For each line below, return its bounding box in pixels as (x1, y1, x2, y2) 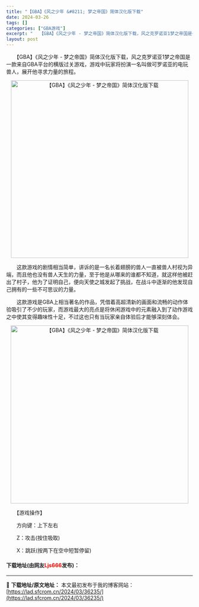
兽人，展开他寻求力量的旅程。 (6, 68, 79, 75)
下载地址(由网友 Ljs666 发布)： (6, 561, 80, 568)
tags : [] (6, 20, 28, 26)
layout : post (6, 36, 38, 42)
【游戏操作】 (16, 509, 46, 516)
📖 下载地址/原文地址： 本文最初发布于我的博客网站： (6, 581, 134, 589)
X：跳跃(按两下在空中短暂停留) (16, 547, 92, 554)
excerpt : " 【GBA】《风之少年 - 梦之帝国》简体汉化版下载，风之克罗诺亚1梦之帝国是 (6, 31, 192, 37)
